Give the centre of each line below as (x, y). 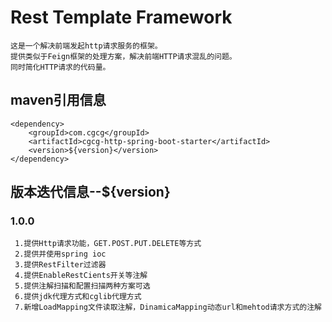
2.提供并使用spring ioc (60, 254)
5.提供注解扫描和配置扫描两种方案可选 (82, 286)
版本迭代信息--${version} (90, 192)
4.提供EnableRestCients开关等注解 (81, 276)
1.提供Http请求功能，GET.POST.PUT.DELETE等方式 (108, 244)
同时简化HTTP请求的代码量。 (60, 67)
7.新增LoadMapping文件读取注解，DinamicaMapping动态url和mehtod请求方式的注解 (168, 307)
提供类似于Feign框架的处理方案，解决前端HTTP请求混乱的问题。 (123, 56)
